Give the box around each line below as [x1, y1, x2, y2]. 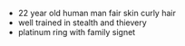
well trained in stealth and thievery [17, 17, 147, 28]
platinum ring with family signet [17, 27, 136, 37]
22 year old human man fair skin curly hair [17, 8, 177, 18]
